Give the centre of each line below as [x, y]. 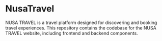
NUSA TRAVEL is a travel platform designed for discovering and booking [81, 22]
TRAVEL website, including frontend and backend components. [72, 33]
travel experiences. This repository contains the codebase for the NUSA [81, 27]
